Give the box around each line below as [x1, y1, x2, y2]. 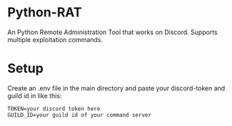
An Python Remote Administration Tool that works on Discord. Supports [7, 28, 218, 36]
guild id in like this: [7, 91, 62, 100]
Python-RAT [7, 4, 82, 21]
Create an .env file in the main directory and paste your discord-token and [7, 83, 226, 93]
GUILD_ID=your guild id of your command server [7, 111, 152, 118]
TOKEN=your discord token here [7, 105, 101, 112]
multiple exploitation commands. [7, 35, 104, 43]
